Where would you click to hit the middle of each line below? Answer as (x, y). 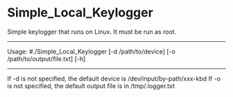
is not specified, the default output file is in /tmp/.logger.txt (91, 86)
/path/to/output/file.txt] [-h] (46, 58)
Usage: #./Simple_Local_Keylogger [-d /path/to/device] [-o (91, 51)
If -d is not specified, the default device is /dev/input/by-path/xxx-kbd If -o (114, 78)
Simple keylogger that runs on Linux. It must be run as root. (92, 32)
